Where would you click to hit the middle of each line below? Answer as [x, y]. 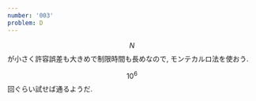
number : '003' [31, 15]
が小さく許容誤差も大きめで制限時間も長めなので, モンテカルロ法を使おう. [128, 58]
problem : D [25, 23]
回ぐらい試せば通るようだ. [50, 89]
